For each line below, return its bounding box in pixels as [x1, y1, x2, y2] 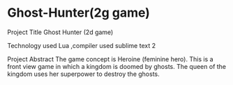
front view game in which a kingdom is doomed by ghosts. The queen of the [7, 62, 227, 70]
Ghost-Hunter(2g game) [7, 5, 150, 21]
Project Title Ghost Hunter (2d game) [7, 28, 114, 36]
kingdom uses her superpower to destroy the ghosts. [7, 70, 160, 78]
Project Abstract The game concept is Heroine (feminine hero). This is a [7, 54, 214, 63]
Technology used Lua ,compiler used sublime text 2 [7, 41, 156, 49]
